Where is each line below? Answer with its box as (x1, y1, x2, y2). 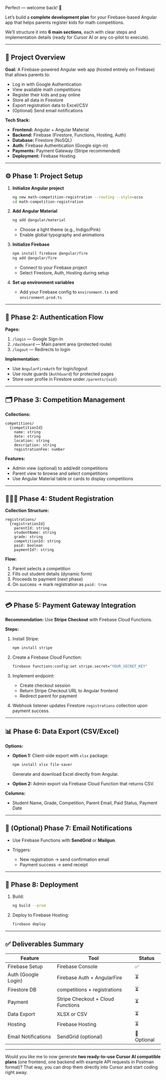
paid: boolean (14, 543, 43, 548)
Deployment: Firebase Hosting (12, 153, 76, 159)
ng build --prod (12, 903, 46, 908)
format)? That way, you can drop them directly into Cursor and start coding (5, 1064, 158, 1070)
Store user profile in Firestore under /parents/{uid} (12, 376, 118, 382)
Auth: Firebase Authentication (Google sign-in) (12, 142, 109, 148)
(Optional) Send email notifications (12, 107, 83, 113)
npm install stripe (12, 645, 53, 650)
